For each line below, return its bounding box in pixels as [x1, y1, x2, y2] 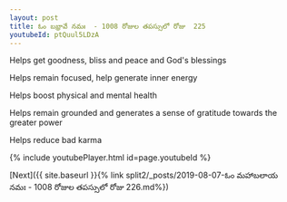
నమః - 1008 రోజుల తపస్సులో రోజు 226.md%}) [9, 182, 170, 193]
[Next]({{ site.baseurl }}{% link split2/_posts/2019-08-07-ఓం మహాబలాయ [9, 169, 279, 181]
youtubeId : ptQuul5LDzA [9, 30, 100, 39]
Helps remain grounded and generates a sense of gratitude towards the [9, 108, 278, 119]
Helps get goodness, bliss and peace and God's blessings [9, 55, 227, 66]
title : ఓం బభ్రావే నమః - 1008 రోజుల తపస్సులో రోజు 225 [9, 22, 206, 31]
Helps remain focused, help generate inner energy [9, 72, 198, 83]
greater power [9, 117, 63, 128]
